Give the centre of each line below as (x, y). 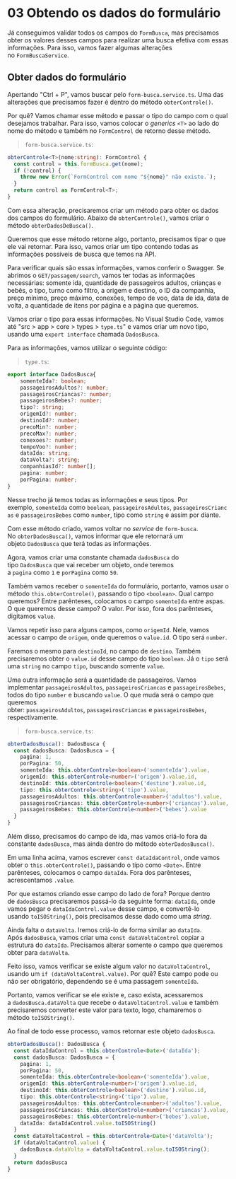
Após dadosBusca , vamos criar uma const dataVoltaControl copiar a (106, 937)
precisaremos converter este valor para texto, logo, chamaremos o (105, 1010)
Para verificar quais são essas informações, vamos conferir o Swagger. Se (116, 267)
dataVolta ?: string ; (50, 460)
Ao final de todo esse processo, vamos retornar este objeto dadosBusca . (111, 1031)
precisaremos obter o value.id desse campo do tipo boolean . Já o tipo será (118, 658)
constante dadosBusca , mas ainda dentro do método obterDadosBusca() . (111, 844)
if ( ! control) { (37, 170)
